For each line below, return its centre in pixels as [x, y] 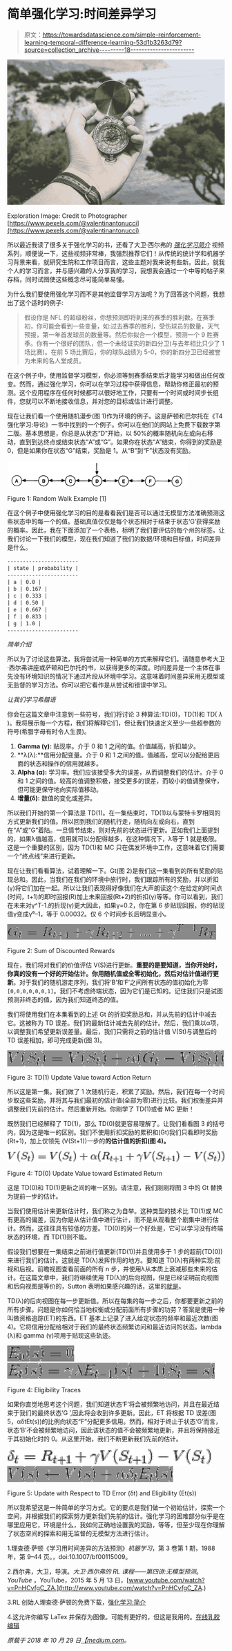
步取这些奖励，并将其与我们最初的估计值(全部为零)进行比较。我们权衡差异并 [115, 1100]
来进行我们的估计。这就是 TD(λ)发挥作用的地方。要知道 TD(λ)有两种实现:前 [114, 1260]
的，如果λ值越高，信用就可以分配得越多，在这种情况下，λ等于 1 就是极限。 [114, 839]
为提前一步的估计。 [35, 1196]
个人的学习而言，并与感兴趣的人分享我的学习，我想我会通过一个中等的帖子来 [116, 271]
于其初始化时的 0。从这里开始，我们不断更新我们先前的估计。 [95, 1439]
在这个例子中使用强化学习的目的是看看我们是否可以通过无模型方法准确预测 [113, 513]
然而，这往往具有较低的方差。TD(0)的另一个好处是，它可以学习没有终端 [121, 1228]
